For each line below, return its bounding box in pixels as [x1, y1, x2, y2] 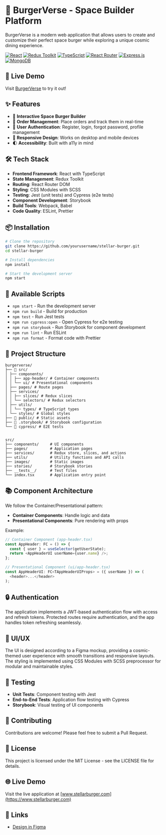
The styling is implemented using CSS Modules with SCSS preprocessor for [5, 658, 161, 664]
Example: [5, 527, 24, 533]
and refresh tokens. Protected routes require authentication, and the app [5, 614, 154, 620]
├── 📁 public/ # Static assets [5, 415, 70, 420]
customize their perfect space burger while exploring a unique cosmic [5, 37, 150, 43]
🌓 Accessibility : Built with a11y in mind [12, 140, 94, 146]
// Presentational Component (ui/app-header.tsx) [5, 565, 111, 570]
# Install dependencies [5, 257, 55, 262]
